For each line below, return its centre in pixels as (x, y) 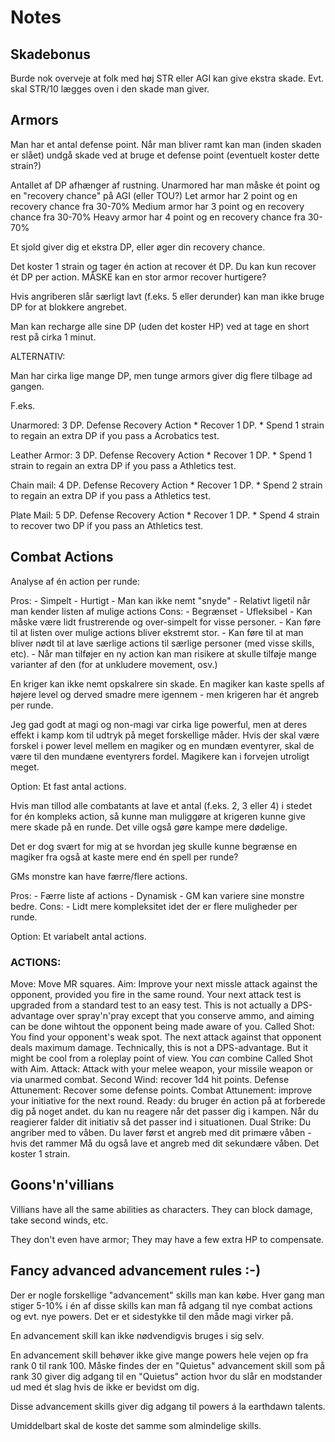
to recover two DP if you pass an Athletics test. (107, 525)
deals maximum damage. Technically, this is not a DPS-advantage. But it (159, 1047)
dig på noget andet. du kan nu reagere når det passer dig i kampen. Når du (164, 1111)
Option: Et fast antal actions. (68, 786)
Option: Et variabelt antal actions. (78, 936)
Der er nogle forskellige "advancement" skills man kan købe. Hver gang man (167, 1295)
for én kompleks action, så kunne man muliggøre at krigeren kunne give (158, 816)
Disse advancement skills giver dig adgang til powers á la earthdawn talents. (168, 1406)
